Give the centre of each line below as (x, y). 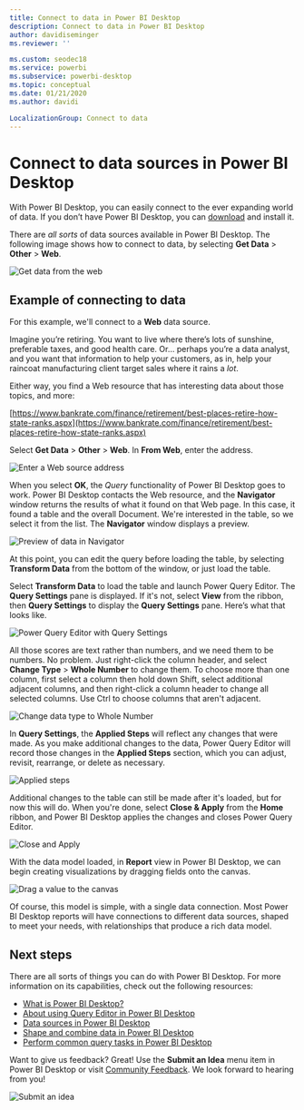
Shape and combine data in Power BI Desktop (108, 1032)
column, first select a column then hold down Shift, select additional (136, 679)
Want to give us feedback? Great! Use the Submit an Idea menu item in (142, 1059)
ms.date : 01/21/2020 (49, 93)
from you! (28, 1079)
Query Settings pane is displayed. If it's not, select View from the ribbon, (147, 596)
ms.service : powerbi (49, 68)
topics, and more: (42, 396)
